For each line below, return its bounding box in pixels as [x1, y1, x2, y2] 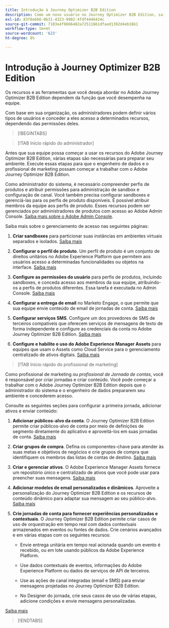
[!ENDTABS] [17, 617, 43, 623]
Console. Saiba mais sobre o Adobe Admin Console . [5, 213, 114, 219]
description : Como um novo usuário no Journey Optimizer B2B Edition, [5, 12, 156, 17]
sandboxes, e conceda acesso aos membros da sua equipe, [12, 279, 137, 285]
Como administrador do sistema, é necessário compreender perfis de [5, 181, 150, 187]
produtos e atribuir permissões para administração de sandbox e [5, 186, 140, 192]
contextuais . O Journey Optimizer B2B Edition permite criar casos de [12, 516, 157, 522]
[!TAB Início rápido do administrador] [17, 140, 94, 146]
